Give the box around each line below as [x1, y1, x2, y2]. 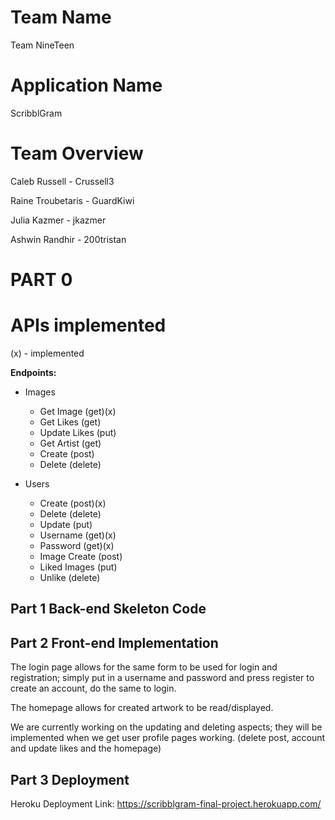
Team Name [10, 6, 112, 29]
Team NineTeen [10, 39, 75, 51]
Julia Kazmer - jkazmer [10, 214, 107, 226]
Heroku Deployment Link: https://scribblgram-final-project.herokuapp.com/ [10, 797, 322, 810]
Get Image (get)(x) [39, 405, 117, 417]
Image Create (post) [39, 550, 123, 562]
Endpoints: [10, 366, 57, 378]
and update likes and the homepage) [10, 742, 162, 755]
